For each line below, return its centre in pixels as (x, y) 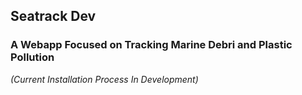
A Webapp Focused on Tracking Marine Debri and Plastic (151, 45)
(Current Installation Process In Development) (104, 79)
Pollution (32, 57)
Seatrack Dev (53, 16)
